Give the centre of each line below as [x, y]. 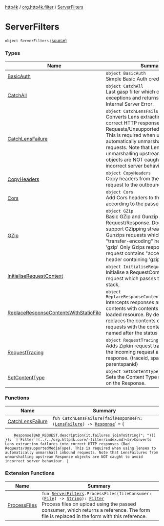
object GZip [120, 211]
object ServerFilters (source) [36, 40]
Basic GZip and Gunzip [132, 216]
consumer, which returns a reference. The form [96, 510]
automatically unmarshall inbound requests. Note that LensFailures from [82, 453]
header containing [127, 260]
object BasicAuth [126, 73]
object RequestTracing [132, 340]
